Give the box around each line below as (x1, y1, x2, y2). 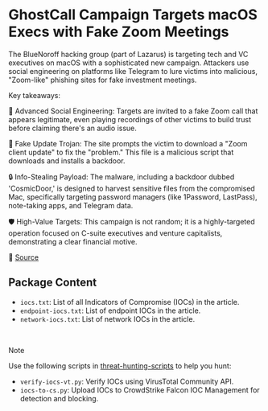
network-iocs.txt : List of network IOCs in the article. (19, 314, 196, 323)
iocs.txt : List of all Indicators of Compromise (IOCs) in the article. (19, 297, 240, 306)
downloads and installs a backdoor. (8, 155, 126, 166)
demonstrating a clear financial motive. (8, 236, 138, 246)
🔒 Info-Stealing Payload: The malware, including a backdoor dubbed (8, 171, 235, 182)
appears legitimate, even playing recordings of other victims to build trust (8, 114, 252, 124)
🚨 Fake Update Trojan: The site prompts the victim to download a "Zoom (8, 138, 248, 148)
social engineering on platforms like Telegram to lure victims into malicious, (8, 66, 258, 76)
